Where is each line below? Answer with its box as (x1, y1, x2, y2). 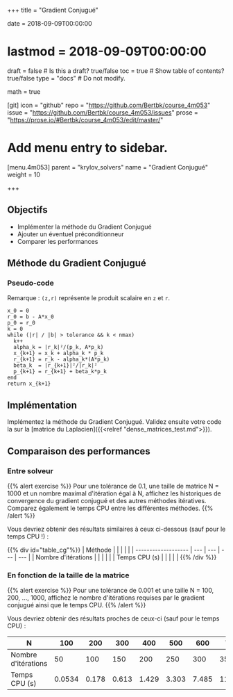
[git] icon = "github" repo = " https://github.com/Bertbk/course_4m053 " (7, 101, 211, 109)
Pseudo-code (7, 278, 54, 288)
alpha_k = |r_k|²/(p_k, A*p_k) (13, 344, 104, 351)
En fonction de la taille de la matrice (7, 570, 130, 580)
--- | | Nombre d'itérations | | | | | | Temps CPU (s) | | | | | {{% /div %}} (18, 552, 217, 561)
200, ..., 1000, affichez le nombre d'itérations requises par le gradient (7, 593, 205, 602)
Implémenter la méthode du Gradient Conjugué (17, 222, 152, 231)
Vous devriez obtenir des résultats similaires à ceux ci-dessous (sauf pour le (7, 525, 226, 533)
